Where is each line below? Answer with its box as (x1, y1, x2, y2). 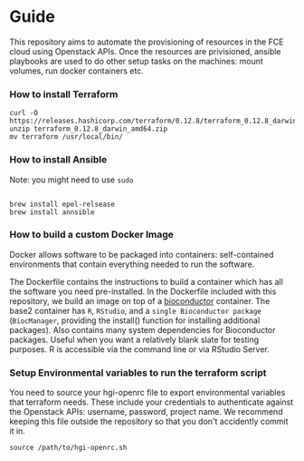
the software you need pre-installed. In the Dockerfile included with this (9, 286, 277, 297)
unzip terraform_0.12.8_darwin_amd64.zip (9, 124, 168, 133)
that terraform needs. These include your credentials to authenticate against (9, 397, 294, 407)
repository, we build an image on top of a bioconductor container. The (9, 295, 271, 306)
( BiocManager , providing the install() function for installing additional (9, 315, 261, 326)
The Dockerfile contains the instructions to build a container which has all (9, 276, 283, 287)
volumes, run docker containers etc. (9, 65, 145, 76)
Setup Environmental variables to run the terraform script (9, 366, 267, 378)
